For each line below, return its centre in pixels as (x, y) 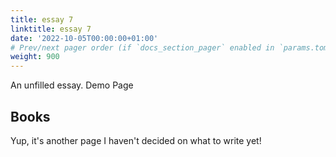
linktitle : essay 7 (51, 29)
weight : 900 (35, 57)
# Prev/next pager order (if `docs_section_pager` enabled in (142, 47)
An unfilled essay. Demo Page (72, 85)
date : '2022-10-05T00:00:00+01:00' (84, 38)
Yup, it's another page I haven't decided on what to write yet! (136, 140)
